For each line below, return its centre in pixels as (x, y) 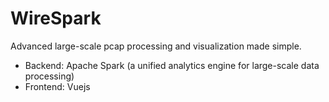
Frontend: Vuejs (57, 86)
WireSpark (56, 18)
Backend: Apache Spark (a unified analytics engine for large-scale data (172, 65)
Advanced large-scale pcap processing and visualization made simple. (156, 46)
